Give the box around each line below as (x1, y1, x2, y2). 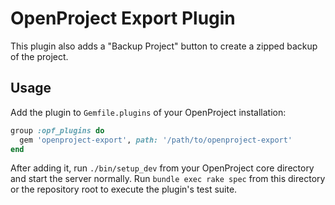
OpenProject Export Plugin (10, 7, 236, 30)
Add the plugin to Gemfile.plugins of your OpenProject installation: (10, 106, 287, 118)
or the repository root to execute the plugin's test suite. (10, 183, 238, 196)
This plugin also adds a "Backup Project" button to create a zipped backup (10, 40, 318, 52)
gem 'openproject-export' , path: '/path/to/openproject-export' (19, 135, 293, 145)
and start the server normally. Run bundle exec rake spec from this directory (10, 173, 326, 185)
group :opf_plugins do (10, 125, 105, 136)
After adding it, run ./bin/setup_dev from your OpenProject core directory (10, 162, 315, 174)
